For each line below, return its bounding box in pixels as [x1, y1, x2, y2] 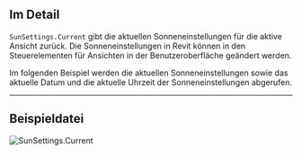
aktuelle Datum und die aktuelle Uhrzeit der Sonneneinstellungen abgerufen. [9, 76, 292, 88]
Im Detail [9, 7, 60, 22]
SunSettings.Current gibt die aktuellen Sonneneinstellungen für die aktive [9, 30, 283, 41]
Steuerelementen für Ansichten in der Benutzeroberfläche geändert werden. [9, 49, 292, 61]
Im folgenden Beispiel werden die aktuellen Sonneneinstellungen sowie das [9, 67, 289, 78]
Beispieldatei [9, 111, 84, 126]
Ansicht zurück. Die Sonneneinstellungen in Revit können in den [9, 40, 246, 51]
